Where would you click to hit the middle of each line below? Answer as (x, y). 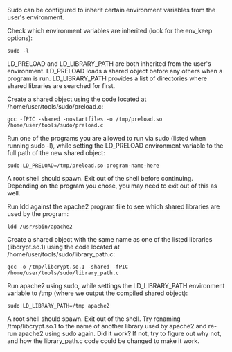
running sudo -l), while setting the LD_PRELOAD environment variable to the (115, 146)
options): (20, 38)
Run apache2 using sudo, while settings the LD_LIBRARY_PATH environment (116, 286)
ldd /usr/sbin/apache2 (40, 227)
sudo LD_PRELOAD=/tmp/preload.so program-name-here (83, 166)
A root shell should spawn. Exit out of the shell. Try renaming (94, 319)
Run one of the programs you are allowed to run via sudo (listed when (107, 138)
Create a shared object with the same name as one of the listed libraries (110, 239)
